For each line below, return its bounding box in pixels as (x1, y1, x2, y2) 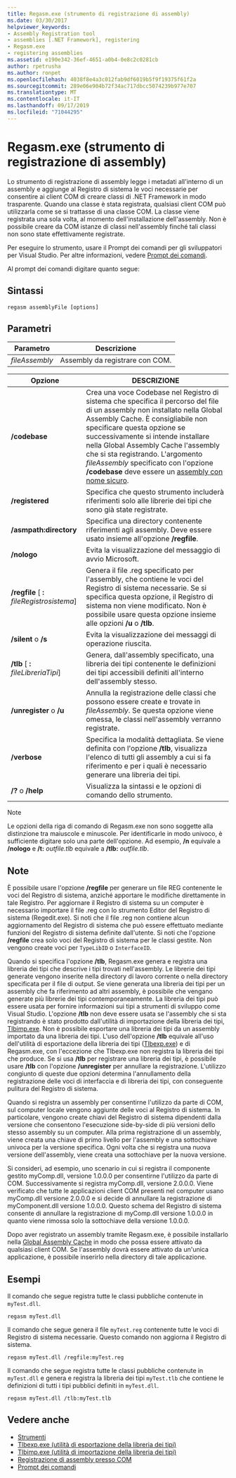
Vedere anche (7, 1414, 70, 1426)
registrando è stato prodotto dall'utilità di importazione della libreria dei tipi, (7, 1017, 225, 1026)
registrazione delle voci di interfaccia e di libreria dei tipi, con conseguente (7, 1077, 223, 1085)
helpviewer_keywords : (7, 23, 71, 30)
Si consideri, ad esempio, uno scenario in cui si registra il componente (7, 1164, 211, 1173)
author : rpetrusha (7, 63, 61, 70)
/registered (11, 496, 49, 506)
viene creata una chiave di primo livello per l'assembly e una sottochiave (7, 1135, 218, 1144)
